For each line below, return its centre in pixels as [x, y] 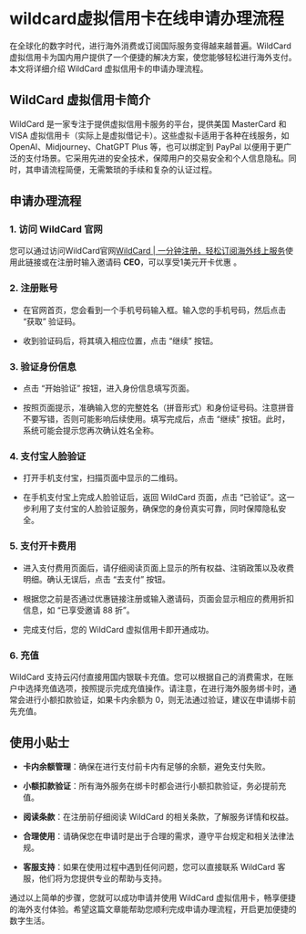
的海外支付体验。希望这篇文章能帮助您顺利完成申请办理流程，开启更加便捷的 [153, 908]
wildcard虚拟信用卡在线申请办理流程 [147, 19]
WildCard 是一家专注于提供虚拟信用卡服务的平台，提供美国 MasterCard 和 [148, 123]
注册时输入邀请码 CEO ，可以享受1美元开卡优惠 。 [149, 262]
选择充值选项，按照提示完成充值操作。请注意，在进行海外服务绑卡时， [157, 688]
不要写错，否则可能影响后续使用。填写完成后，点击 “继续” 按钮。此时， [156, 419]
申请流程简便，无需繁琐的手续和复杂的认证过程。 [125, 169]
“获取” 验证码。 [51, 321]
